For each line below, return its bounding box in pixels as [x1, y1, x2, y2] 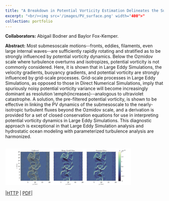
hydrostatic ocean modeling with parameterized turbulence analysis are [5, 128, 154, 134]
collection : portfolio [5, 19, 53, 24]
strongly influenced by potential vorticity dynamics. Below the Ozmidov [5, 53, 153, 60]
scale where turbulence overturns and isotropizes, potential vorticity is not [5, 59, 159, 65]
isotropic [5, 107, 24, 113]
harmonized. [5, 134, 32, 140]
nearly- [138, 102, 153, 108]
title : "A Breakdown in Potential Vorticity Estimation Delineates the [5, 8, 158, 13]
